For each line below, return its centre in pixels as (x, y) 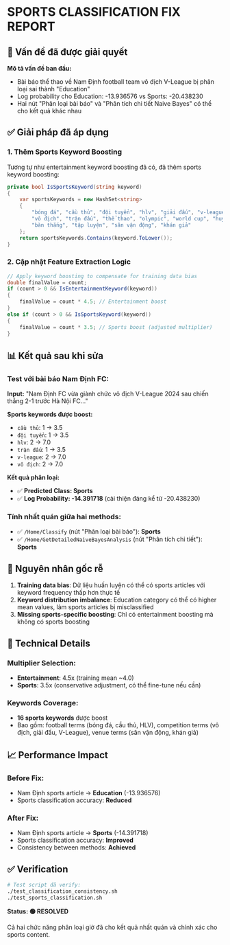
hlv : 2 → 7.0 (34, 442)
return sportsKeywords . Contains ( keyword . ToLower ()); (96, 238)
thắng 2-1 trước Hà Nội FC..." (48, 401)
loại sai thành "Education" (53, 89)
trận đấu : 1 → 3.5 (41, 450)
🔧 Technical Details (49, 643)
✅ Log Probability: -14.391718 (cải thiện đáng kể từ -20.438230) (108, 499)
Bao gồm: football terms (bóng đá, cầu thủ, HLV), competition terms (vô (118, 725)
